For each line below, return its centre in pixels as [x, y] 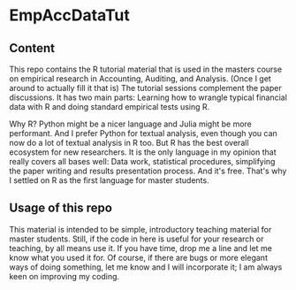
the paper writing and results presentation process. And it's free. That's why [148, 171]
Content [32, 48]
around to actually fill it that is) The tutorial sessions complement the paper [145, 88]
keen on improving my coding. [65, 276]
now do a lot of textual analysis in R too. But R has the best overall [129, 143]
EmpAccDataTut [69, 15]
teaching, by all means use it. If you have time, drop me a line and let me [140, 248]
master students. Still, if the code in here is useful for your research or [137, 239]
